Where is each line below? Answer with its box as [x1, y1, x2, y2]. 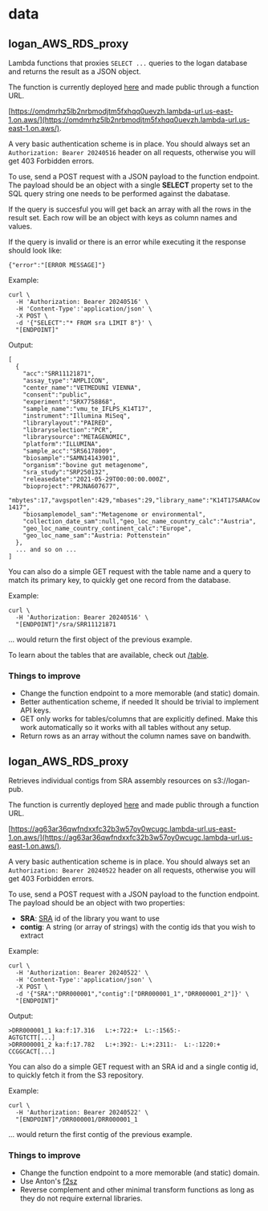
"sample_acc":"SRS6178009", [22, 447, 116, 455]
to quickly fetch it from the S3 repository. [8, 1070, 144, 1080]
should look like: [8, 246, 63, 255]
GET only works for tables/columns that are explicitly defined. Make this [19, 714, 258, 724]
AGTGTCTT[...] [8, 1034, 56, 1042]
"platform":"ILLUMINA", [22, 440, 103, 448]
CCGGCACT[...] [8, 1048, 56, 1056]
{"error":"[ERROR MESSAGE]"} [8, 261, 106, 269]
